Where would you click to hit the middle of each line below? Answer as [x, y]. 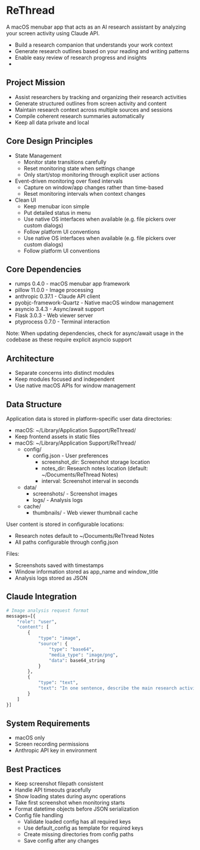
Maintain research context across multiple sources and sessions [93, 110]
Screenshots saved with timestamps [59, 565]
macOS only [30, 738]
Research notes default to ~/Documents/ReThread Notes [85, 536]
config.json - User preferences [70, 455]
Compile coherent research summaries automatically [79, 116]
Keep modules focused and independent [65, 379]
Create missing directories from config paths [79, 834]
